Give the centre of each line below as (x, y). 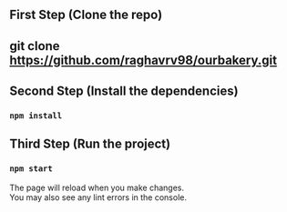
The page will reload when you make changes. (97, 187)
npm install (36, 116)
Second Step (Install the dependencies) (124, 91)
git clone (35, 46)
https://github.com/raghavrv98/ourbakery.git (143, 60)
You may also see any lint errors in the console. (98, 197)
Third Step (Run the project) (90, 144)
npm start (31, 169)
